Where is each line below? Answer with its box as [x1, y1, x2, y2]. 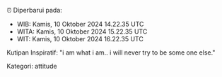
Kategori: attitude [6, 62, 57, 70]
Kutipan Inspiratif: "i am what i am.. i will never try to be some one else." [6, 48, 216, 57]
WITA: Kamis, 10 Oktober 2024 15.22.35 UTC [16, 27, 148, 36]
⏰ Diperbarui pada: [6, 6, 63, 14]
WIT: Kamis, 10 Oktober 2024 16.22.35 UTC [16, 35, 144, 43]
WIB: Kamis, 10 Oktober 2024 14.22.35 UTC [16, 20, 144, 28]
